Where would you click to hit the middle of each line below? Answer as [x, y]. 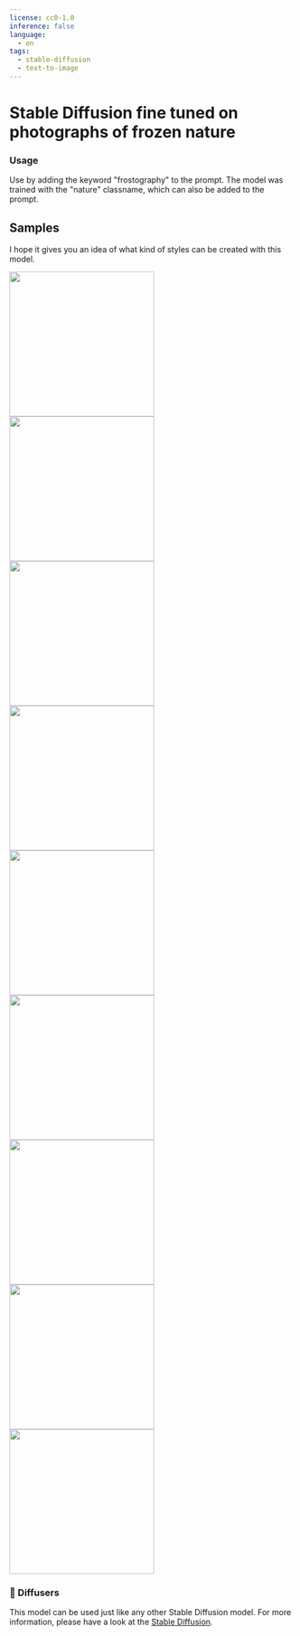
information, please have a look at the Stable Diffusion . [111, 1622]
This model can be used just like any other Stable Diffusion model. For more [150, 1612]
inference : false [42, 26]
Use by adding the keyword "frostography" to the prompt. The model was [146, 180]
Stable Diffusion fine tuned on [124, 113]
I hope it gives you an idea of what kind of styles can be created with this [145, 250]
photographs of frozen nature [123, 132]
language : [28, 34]
